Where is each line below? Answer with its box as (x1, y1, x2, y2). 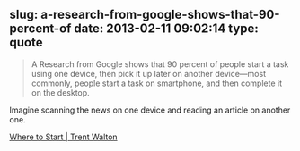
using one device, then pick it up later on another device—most (31, 68, 267, 79)
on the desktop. (31, 87, 90, 97)
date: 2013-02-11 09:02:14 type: (74, 21, 259, 37)
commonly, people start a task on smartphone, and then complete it (31, 78, 283, 88)
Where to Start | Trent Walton (9, 131, 119, 142)
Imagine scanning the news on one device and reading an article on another (9, 105, 291, 115)
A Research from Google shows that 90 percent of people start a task (31, 58, 289, 70)
